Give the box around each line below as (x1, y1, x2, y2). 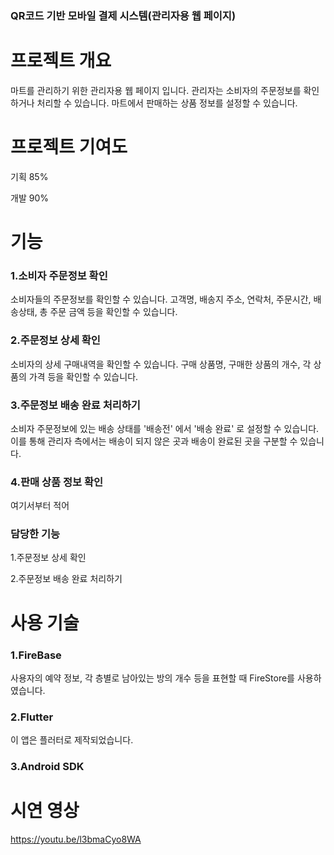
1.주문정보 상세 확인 (10, 552, 87, 564)
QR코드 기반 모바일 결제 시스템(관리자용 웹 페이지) (10, 8, 237, 22)
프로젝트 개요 (10, 50, 112, 72)
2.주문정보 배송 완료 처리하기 (10, 573, 123, 585)
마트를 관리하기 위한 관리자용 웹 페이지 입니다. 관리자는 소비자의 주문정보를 (10, 84, 302, 96)
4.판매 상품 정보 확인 (10, 475, 104, 489)
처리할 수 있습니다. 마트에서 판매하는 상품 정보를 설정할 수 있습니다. (36, 97, 298, 109)
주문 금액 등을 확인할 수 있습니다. (49, 306, 178, 318)
